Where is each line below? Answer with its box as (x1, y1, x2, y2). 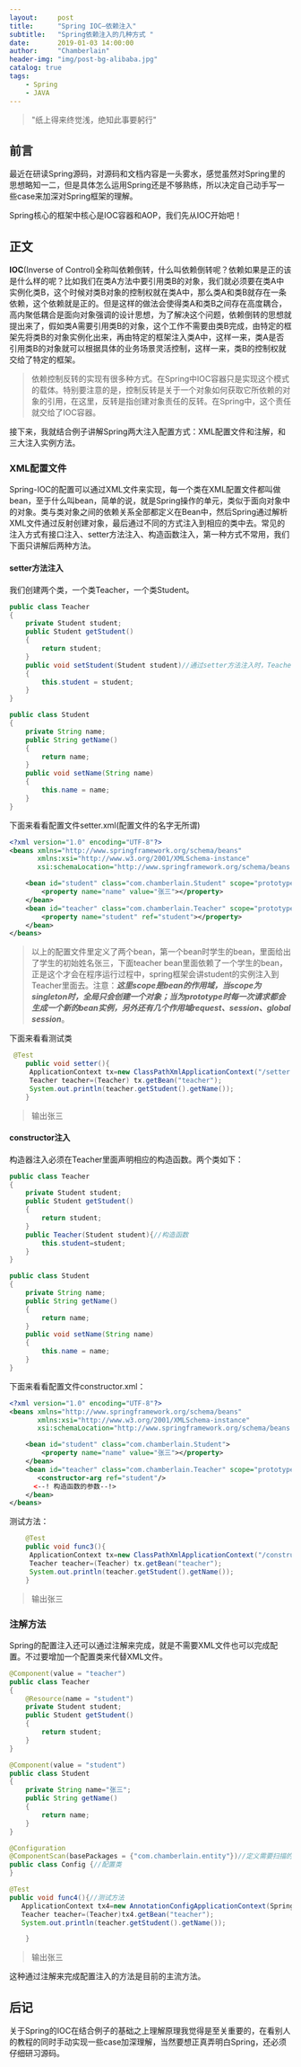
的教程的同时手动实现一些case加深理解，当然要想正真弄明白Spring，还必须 (9, 2036, 287, 2047)
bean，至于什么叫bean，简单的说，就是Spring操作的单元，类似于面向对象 (9, 495, 283, 506)
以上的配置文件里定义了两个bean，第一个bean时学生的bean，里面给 (30, 946, 284, 957)
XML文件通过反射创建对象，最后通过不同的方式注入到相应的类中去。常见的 (9, 518, 286, 528)
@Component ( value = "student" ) (9, 1761, 126, 1770)
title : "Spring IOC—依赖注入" (9, 22, 137, 31)
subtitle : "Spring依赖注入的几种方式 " (9, 30, 154, 39)
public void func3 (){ (25, 1542, 106, 1551)
